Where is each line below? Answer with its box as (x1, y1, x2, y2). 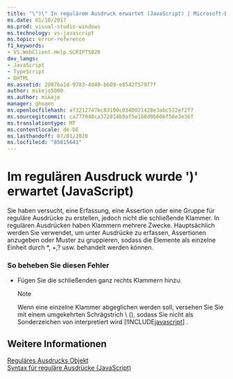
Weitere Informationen (7, 337, 107, 350)
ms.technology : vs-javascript (7, 29, 95, 37)
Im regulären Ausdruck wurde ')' (7, 169, 199, 184)
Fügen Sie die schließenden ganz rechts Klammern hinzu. (17, 276, 182, 285)
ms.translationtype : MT (7, 119, 76, 127)
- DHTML (7, 74, 30, 82)
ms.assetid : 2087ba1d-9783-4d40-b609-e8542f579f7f (7, 81, 157, 88)
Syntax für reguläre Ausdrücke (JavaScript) (7, 364, 132, 372)
